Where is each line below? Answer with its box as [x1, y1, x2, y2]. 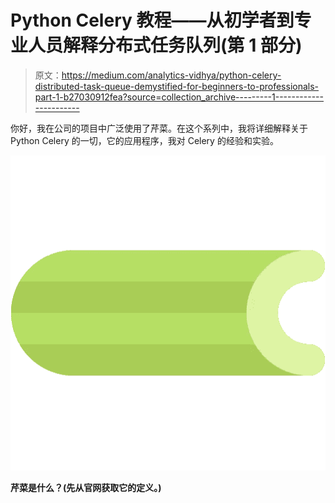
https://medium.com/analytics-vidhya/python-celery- [61, 69, 282, 81]
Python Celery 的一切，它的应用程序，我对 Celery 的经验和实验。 [10, 134, 279, 146]
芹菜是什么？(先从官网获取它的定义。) [10, 481, 162, 493]
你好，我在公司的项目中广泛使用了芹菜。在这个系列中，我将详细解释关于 [10, 122, 308, 134]
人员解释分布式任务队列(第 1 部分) [28, 34, 303, 57]
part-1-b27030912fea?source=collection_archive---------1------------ [34, 91, 324, 103]
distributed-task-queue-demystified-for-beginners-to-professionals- [34, 80, 320, 92]
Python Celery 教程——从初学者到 [10, 9, 295, 32]
